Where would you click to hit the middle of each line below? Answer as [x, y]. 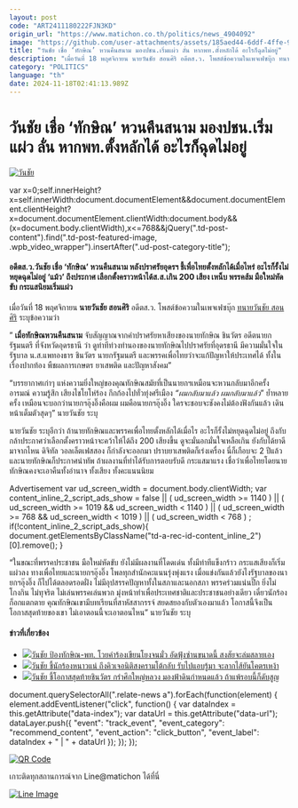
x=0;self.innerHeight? [62, 190]
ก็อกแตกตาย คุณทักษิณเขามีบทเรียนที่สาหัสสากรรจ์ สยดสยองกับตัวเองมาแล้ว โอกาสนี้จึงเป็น [141, 602]
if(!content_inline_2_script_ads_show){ [79, 526]
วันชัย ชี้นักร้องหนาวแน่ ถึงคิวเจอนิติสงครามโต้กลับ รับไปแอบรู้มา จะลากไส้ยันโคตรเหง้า [155, 665]
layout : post [33, 17]
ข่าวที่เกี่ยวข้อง [29, 633]
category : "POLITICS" [49, 68]
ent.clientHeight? [40, 209]
